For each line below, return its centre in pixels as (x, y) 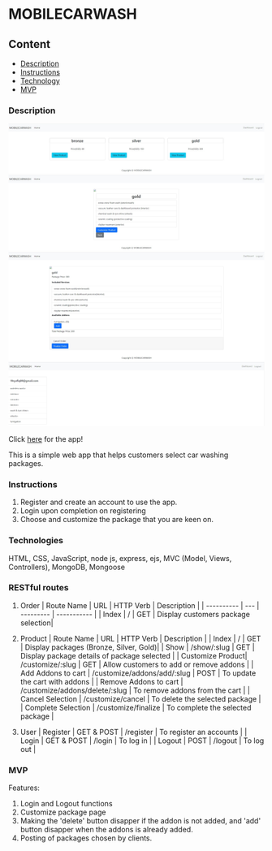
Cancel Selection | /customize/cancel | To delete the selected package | (140, 698)
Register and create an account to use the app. (99, 502)
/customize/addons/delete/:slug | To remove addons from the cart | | (135, 690)
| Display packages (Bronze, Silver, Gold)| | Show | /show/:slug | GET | (138, 647)
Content (30, 44)
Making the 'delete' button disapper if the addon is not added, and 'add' (140, 821)
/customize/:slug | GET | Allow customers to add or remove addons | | (137, 664)
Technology (40, 81)
